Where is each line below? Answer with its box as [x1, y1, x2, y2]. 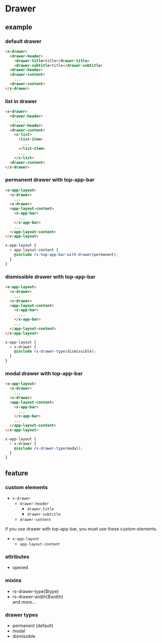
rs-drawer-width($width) [12, 593, 63, 600]
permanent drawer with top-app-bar [5, 176, 95, 183]
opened [12, 564, 28, 570]
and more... [12, 599, 36, 605]
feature [5, 469, 29, 477]
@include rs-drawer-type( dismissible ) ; [14, 349, 97, 354]
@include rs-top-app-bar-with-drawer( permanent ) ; [14, 252, 119, 257]
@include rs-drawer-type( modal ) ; [14, 446, 83, 451]
